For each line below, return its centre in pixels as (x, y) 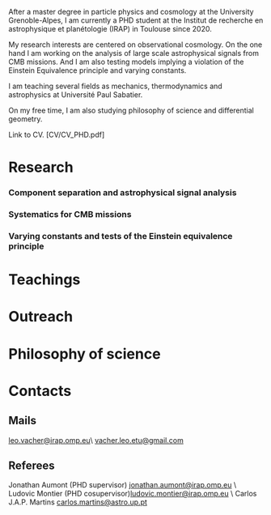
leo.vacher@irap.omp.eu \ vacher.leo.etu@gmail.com (96, 440)
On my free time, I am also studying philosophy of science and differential (131, 110)
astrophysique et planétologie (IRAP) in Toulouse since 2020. (110, 29)
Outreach (41, 317)
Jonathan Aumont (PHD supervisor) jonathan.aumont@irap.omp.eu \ (123, 485)
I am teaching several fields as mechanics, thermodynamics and (115, 86)
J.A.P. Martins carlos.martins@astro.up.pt (78, 502)
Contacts (40, 391)
